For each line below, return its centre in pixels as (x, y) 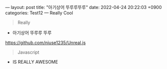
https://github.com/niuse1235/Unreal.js (46, 43)
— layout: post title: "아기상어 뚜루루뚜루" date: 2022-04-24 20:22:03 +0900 (83, 7)
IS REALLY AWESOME (35, 62)
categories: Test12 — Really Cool (39, 13)
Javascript (28, 52)
